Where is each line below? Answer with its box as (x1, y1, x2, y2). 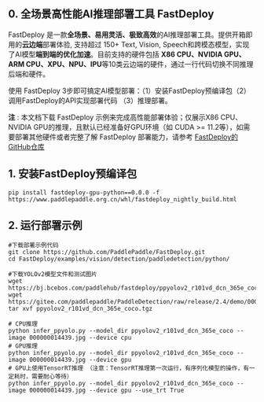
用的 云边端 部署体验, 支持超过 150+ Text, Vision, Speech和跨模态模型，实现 (8, 39, 250, 49)
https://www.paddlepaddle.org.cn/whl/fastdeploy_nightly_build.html (8, 195, 237, 203)
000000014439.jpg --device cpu (28, 334, 132, 342)
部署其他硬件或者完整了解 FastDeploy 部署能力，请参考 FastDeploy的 (14, 132, 238, 142)
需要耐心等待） (31, 373, 73, 381)
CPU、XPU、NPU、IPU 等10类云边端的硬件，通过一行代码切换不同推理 (26, 59, 254, 68)
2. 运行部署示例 (8, 219, 82, 232)
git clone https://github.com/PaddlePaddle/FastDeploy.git (8, 249, 206, 256)
